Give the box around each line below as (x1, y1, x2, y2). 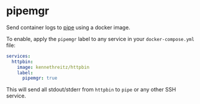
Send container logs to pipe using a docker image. (6, 24, 131, 31)
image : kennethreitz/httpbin (17, 64, 90, 70)
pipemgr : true (22, 75, 58, 81)
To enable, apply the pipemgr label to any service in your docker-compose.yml (6, 35, 195, 42)
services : (6, 53, 31, 59)
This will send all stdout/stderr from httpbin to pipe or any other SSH (6, 86, 177, 93)
